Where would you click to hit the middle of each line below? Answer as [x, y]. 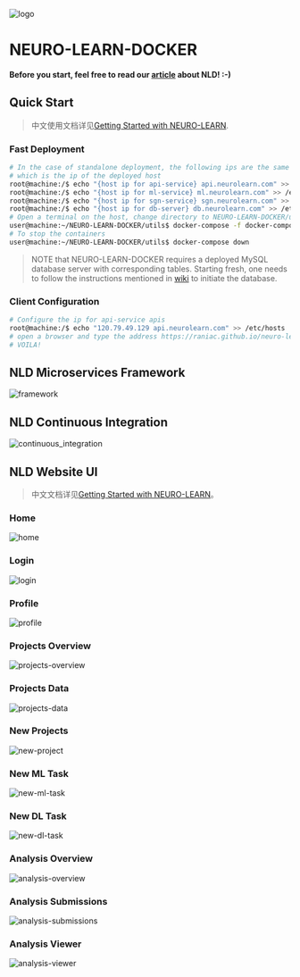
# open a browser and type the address [83, 336]
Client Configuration [54, 301]
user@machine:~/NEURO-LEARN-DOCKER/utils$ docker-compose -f [125, 226]
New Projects [39, 731]
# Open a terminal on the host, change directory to [109, 217]
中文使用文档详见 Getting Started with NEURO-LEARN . [130, 125]
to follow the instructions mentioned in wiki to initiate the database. [154, 278]
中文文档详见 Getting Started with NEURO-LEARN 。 [125, 495]
